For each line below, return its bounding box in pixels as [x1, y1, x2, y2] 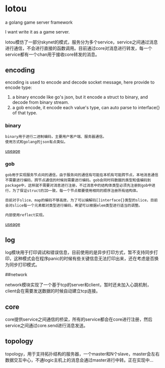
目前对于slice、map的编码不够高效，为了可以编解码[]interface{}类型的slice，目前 [5, 198, 158, 203]
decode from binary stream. [12, 99, 69, 105]
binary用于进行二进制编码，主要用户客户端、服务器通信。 [5, 134, 107, 139]
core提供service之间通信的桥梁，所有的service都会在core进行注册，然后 [5, 316, 153, 322]
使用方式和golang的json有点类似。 [5, 139, 68, 145]
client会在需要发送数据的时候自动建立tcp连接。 [5, 288, 100, 294]
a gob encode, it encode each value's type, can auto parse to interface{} [12, 104, 160, 110]
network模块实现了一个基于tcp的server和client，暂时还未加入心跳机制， [5, 282, 152, 288]
